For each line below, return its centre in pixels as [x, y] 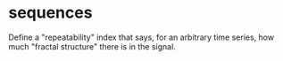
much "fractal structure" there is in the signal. [92, 46]
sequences [50, 13]
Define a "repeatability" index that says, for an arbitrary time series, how [141, 37]
